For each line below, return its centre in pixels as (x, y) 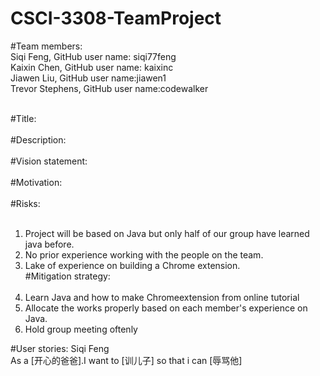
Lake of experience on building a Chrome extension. (132, 265)
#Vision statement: (49, 161)
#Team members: (46, 46)
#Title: (23, 118)
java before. (49, 244)
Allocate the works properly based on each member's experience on (166, 308)
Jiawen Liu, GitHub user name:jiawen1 (88, 78)
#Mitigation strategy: (67, 276)
